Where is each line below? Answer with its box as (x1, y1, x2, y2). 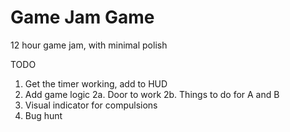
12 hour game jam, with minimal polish (10, 39, 168, 51)
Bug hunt (24, 109, 63, 121)
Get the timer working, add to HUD (24, 77, 168, 90)
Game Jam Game (10, 6, 155, 29)
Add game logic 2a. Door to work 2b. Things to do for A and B (24, 88, 280, 100)
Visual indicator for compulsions (24, 99, 158, 111)
